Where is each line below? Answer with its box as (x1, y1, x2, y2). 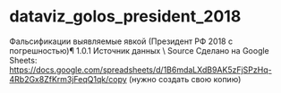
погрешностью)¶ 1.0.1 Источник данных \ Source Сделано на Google (9, 45, 270, 55)
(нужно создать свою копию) (128, 73, 242, 84)
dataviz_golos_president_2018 (9, 6, 242, 27)
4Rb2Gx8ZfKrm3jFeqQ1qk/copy (9, 73, 127, 84)
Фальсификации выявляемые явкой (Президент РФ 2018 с (9, 36, 234, 46)
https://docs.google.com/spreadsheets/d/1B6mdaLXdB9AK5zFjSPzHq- (9, 64, 272, 75)
